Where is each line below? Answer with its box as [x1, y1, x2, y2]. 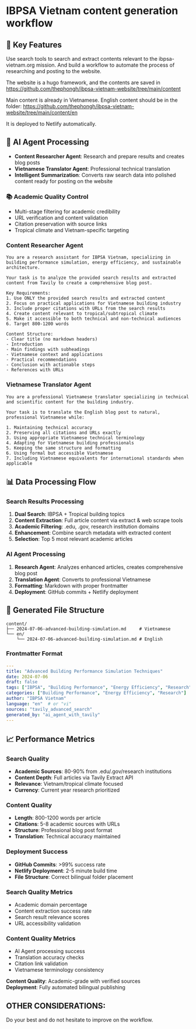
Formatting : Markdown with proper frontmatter [14, 582, 128, 589]
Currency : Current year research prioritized [14, 786, 120, 793]
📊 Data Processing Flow [6, 477, 96, 487]
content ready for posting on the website [14, 177, 113, 185]
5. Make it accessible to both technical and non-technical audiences [6, 316, 181, 322]
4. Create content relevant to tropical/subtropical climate [6, 311, 158, 317]
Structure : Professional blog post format [14, 827, 113, 834]
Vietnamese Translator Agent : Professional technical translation [14, 165, 170, 172]
